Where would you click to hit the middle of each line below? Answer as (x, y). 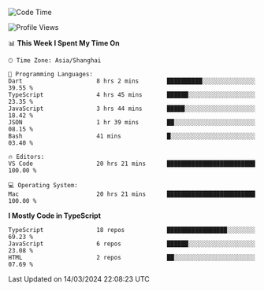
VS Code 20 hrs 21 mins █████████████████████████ (132, 164)
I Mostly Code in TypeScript (54, 215)
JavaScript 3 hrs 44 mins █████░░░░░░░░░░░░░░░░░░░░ (132, 109)
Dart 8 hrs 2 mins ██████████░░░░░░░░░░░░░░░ (132, 81)
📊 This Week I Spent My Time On (64, 43)
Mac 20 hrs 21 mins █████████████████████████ (132, 194)
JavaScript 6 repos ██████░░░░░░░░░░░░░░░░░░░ (132, 244)
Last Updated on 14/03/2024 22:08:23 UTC (79, 279)
